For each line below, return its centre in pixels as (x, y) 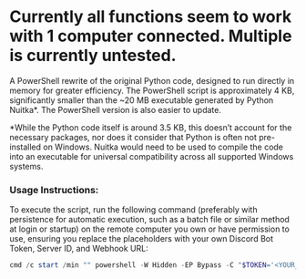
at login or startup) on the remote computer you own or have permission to (149, 229)
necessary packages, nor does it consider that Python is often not (133, 137)
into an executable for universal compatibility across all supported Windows (152, 156)
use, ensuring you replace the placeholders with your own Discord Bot (142, 239)
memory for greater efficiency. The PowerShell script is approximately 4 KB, (152, 90)
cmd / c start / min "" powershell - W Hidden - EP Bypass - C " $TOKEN (138, 265)
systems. (26, 166)
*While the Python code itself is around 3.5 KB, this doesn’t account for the (151, 127)
